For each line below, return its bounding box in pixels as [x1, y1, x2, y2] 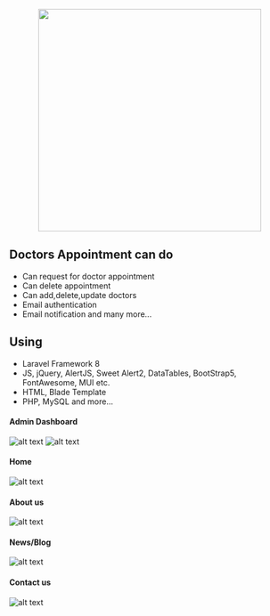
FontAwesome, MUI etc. [21, 377, 110, 387]
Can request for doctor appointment [21, 271, 155, 281]
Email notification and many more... [21, 308, 152, 320]
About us [9, 497, 45, 507]
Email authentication [21, 299, 98, 310]
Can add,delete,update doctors [21, 289, 137, 300]
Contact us [9, 577, 52, 588]
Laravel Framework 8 [21, 358, 101, 369]
